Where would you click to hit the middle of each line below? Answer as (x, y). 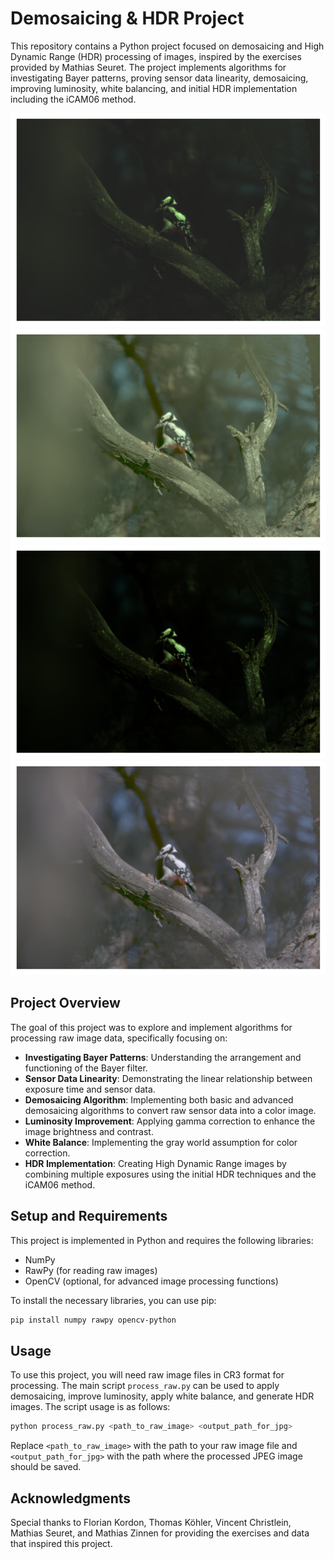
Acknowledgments (71, 1498)
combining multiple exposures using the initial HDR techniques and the (170, 1174)
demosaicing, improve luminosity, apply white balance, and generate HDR (162, 1396)
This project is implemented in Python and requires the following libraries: (162, 1240)
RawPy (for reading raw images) (91, 1270)
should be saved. (46, 1467)
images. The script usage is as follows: (90, 1407)
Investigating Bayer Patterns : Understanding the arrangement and (163, 1057)
